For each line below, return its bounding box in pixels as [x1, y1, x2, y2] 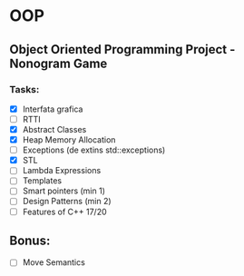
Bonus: [9, 232, 51, 248]
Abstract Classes [22, 124, 87, 134]
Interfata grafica [22, 103, 83, 114]
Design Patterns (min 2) [22, 196, 112, 207]
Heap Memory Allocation [22, 134, 116, 145]
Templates [22, 175, 62, 186]
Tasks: [9, 83, 40, 95]
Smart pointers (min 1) [22, 185, 106, 196]
